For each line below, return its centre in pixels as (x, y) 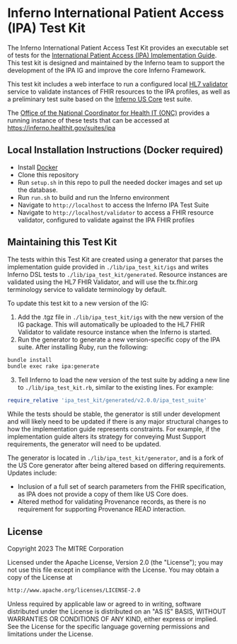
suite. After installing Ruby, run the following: (83, 347)
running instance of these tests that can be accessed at (88, 120)
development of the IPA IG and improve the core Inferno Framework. (107, 70)
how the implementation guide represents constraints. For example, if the (114, 429)
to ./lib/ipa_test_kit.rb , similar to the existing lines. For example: (116, 388)
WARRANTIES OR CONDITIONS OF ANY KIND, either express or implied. (112, 618)
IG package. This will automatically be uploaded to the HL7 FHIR (111, 324)
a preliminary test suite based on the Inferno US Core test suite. (100, 99)
